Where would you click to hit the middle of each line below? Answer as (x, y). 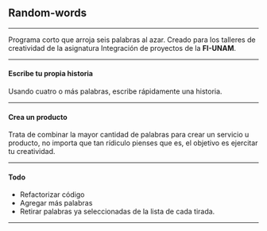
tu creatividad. (32, 152)
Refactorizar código (52, 194)
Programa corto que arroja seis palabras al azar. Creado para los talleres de (132, 40)
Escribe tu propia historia (51, 74)
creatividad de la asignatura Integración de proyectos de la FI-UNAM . (122, 48)
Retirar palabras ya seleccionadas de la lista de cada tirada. (117, 212)
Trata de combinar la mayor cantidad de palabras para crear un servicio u (129, 135)
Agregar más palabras (56, 203)
